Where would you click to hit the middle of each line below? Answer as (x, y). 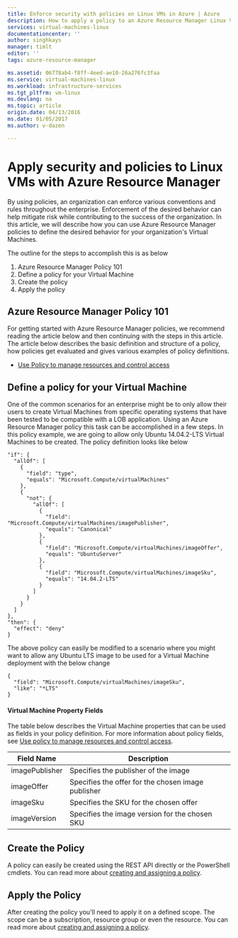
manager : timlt (30, 47)
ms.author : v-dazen (36, 125)
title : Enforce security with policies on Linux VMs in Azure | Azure (114, 14)
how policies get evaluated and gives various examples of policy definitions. (118, 351)
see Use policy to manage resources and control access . (90, 741)
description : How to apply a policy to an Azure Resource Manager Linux (117, 21)
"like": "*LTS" (36, 688)
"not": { (39, 498)
